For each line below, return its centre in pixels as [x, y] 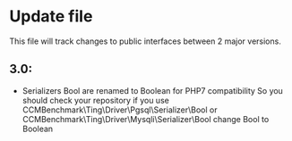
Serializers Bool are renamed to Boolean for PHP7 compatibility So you [153, 90]
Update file [51, 17]
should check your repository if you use [96, 100]
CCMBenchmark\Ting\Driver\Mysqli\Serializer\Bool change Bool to [146, 119]
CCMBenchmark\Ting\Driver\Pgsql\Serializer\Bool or [120, 110]
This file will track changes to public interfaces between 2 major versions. [146, 41]
